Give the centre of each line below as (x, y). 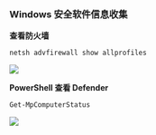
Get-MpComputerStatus (50, 105)
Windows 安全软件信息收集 (69, 14)
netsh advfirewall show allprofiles (78, 53)
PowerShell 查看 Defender (59, 88)
